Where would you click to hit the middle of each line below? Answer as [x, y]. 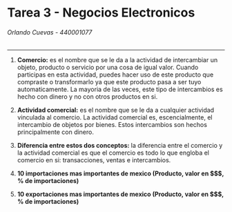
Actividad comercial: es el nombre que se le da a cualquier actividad [116, 110]
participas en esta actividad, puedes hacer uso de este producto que [115, 75]
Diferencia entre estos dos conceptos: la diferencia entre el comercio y [120, 146]
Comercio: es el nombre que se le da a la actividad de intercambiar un [117, 60]
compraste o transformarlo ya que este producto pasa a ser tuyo [109, 82]
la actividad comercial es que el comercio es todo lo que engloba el [113, 153]
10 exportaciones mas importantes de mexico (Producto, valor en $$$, [120, 194]
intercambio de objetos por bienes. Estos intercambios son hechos [112, 125]
